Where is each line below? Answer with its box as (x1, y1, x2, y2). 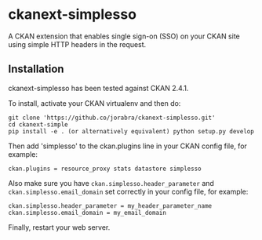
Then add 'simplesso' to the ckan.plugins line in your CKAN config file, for (8, 141, 247, 151)
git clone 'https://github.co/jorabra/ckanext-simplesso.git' (8, 114, 216, 122)
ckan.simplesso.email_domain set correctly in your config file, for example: (8, 187, 249, 196)
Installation (8, 63, 64, 76)
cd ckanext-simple (8, 120, 68, 129)
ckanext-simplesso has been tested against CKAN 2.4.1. (8, 83, 189, 93)
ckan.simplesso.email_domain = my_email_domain (8, 209, 167, 216)
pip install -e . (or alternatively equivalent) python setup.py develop (8, 127, 255, 135)
